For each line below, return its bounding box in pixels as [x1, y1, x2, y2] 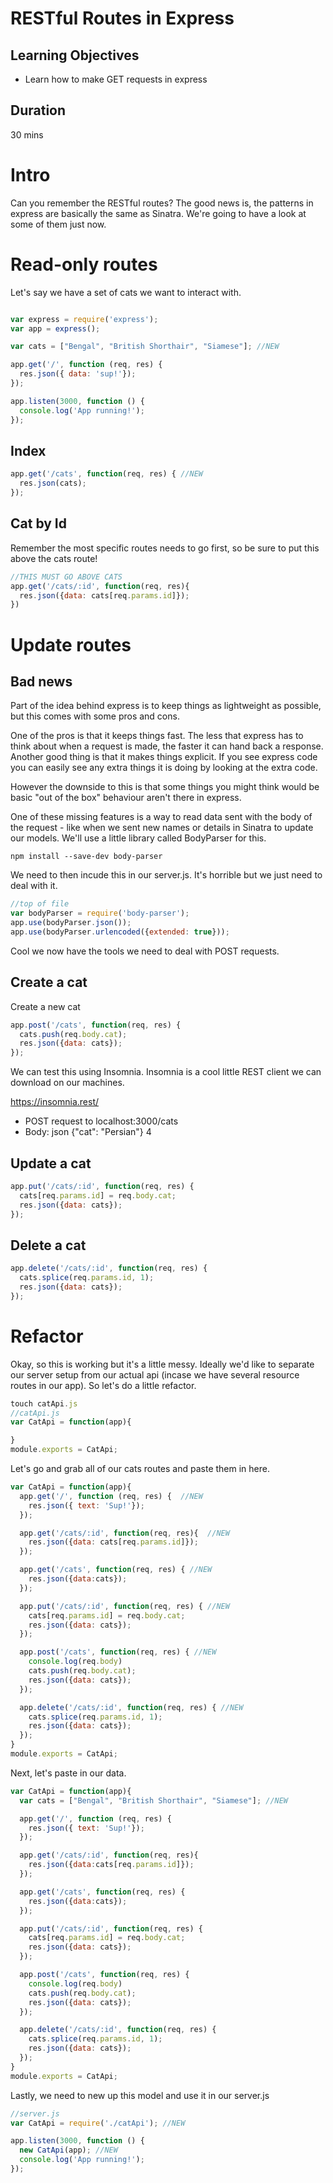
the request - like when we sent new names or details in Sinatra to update [10, 822, 314, 834]
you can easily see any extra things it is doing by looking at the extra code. [10, 762, 318, 774]
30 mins [10, 128, 44, 141]
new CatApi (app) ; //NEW [19, 2145, 118, 2156]
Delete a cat [10, 1237, 87, 1254]
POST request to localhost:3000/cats [24, 1115, 179, 1127]
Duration [10, 102, 67, 119]
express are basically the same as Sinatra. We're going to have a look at [10, 207, 307, 219]
